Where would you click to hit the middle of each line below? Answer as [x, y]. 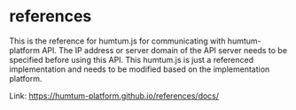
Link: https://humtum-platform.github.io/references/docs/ [114, 96]
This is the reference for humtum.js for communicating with [117, 41]
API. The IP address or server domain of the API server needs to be [164, 50]
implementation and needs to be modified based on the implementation [140, 69]
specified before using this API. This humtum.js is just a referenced [132, 59]
